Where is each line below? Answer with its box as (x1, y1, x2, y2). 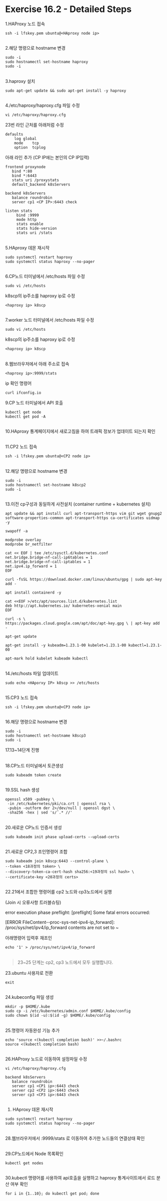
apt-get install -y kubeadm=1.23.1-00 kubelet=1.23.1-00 (5, 643, 126, 648)
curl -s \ (5, 616, 26, 622)
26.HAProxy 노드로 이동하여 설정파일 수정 (5, 1055, 87, 1062)
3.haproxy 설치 (5, 78, 35, 84)
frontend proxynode (5, 165, 46, 170)
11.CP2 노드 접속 (5, 444, 37, 450)
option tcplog (14, 145, 46, 150)
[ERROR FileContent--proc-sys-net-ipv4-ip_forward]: (5, 919, 115, 925)
